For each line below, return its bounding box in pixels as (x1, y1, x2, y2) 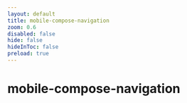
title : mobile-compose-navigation (7, 17, 110, 24)
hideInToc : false (7, 43, 59, 50)
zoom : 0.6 (7, 23, 37, 31)
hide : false (7, 37, 43, 44)
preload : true (7, 50, 50, 58)
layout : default (7, 10, 55, 18)
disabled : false (7, 30, 55, 38)
